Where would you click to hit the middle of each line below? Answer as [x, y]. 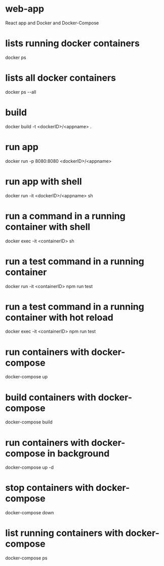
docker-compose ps [26, 558]
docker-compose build [29, 422]
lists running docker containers [73, 43]
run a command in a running [65, 216]
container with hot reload [59, 317]
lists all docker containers [61, 78]
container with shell [48, 227]
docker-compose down [30, 513]
